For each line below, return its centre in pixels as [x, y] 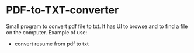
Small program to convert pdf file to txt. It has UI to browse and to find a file [97, 26]
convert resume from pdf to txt [52, 44]
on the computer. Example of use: [47, 32]
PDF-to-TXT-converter [63, 10]
